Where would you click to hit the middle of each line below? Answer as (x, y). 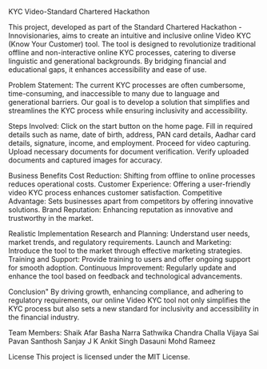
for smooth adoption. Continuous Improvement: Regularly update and (123, 268)
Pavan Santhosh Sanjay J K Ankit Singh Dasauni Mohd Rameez (112, 341)
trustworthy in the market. (51, 218)
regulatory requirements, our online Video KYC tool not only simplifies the (130, 300)
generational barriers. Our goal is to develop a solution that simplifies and (129, 102)
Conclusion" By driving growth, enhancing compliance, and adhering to (126, 292)
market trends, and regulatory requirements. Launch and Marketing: (120, 242)
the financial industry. (44, 317)
